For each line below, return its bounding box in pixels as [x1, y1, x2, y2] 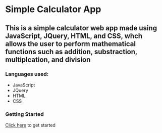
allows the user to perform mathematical [5, 39, 136, 48]
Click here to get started [5, 122, 56, 128]
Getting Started [5, 110, 44, 117]
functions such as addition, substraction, [5, 47, 138, 56]
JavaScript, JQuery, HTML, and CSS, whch [5, 31, 143, 40]
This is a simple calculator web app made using [5, 24, 157, 32]
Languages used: [5, 70, 49, 77]
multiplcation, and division [5, 55, 91, 64]
